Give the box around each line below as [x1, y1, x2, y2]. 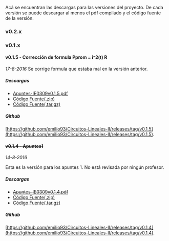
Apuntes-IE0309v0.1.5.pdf [12, 91, 68, 97]
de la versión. [5, 15, 34, 21]
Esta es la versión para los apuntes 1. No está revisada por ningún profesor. [5, 164, 164, 170]
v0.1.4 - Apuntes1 [5, 143, 44, 149]
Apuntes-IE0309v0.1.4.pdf [12, 189, 69, 195]
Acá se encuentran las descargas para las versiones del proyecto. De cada [5, 5, 163, 10]
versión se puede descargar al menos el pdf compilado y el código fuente [5, 10, 161, 16]
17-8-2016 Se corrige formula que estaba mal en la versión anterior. [5, 66, 148, 72]
